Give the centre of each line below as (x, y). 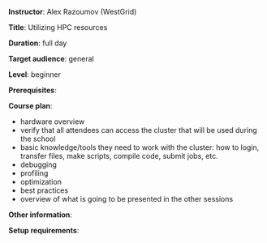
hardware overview (52, 122)
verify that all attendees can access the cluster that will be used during (138, 130)
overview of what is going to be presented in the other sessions (127, 199)
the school (38, 139)
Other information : (41, 215)
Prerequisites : (32, 90)
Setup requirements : (44, 230)
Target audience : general (52, 59)
